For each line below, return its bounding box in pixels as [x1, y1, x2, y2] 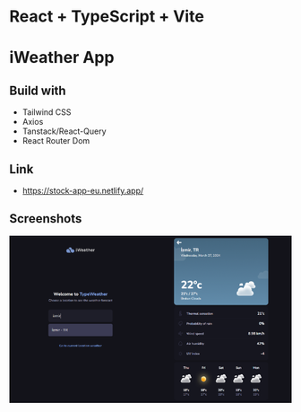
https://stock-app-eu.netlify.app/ [21, 186, 144, 196]
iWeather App [9, 48, 115, 68]
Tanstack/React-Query [21, 126, 107, 136]
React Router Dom [21, 136, 90, 146]
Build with [9, 83, 66, 98]
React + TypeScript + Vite [9, 6, 204, 27]
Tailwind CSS [21, 107, 72, 118]
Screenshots [9, 211, 82, 226]
